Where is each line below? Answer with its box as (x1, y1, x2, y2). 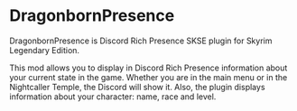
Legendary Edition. (9, 44, 79, 55)
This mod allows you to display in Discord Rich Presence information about (9, 62, 288, 73)
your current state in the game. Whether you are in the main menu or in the (9, 71, 288, 82)
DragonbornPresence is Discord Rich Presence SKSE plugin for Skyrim (9, 35, 273, 46)
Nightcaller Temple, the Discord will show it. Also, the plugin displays (9, 81, 265, 92)
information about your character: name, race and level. (9, 91, 217, 102)
